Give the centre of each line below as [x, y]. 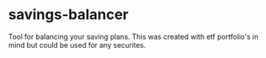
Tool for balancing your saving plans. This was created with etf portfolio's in [133, 37]
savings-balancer [69, 15]
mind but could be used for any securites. [77, 44]
